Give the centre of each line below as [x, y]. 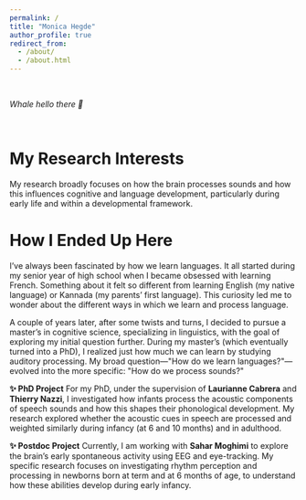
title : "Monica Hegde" [53, 27]
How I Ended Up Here [91, 241]
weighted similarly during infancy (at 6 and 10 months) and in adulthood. [146, 428]
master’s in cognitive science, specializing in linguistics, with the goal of [145, 332]
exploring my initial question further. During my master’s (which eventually [149, 341]
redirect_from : [38, 43]
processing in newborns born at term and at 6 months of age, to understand [153, 475]
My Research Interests [97, 159]
